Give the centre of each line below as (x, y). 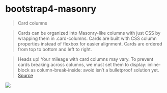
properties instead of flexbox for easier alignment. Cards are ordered (90, 43)
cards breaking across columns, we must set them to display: (82, 64)
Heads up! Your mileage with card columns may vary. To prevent (86, 59)
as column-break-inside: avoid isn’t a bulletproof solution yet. (95, 70)
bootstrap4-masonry (51, 9)
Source (25, 75)
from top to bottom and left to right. (55, 49)
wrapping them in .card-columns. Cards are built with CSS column (87, 38)
